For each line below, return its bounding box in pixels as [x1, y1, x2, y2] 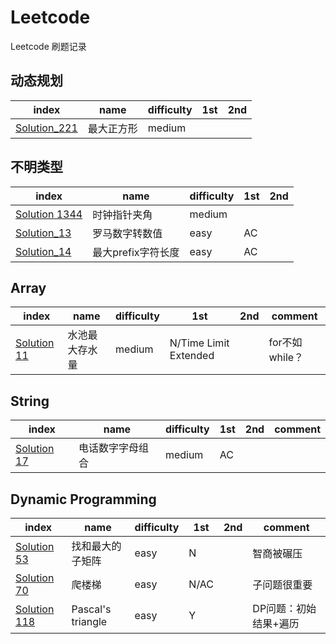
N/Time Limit [169, 336, 230, 350]
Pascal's [71, 602, 112, 616]
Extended [169, 349, 215, 363]
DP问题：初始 [252, 602, 317, 615]
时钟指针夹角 [92, 207, 153, 221]
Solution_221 [15, 121, 78, 135]
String [10, 392, 50, 410]
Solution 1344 [15, 207, 83, 221]
